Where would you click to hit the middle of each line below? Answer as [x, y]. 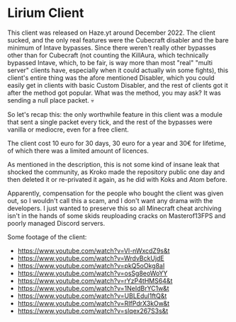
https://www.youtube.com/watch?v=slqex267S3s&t [93, 311]
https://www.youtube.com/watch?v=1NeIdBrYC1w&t [93, 288]
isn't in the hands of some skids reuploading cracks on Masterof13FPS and [117, 215]
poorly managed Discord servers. [56, 223]
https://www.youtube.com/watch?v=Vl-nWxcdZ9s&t [94, 251]
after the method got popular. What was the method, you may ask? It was [114, 93]
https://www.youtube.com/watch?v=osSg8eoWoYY [92, 273]
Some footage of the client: [47, 237]
